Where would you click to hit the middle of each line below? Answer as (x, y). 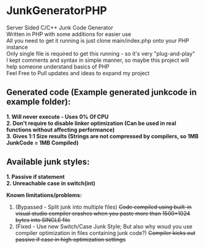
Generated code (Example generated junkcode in (102, 92)
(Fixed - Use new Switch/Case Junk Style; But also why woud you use (104, 226)
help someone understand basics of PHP (58, 66)
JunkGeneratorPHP (57, 11)
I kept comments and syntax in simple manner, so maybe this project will (98, 60)
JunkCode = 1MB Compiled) (43, 143)
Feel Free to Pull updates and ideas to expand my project (78, 73)
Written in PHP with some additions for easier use (69, 34)
